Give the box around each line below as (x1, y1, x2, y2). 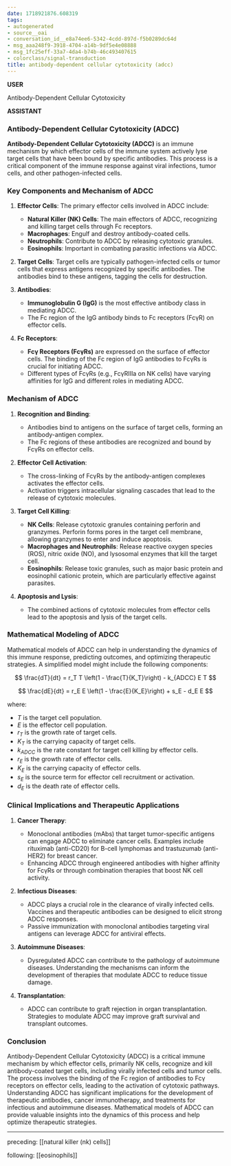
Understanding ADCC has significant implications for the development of (7, 1088, 214, 1096)
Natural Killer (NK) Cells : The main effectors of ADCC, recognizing (27, 215, 218, 224)
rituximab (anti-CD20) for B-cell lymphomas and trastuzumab (27, 844, 201, 852)
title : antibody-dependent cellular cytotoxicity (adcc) (7, 61, 174, 68)
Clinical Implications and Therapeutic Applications (7, 801, 180, 810)
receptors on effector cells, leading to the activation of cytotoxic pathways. (7, 1081, 220, 1090)
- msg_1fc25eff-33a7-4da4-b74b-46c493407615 (7, 49, 137, 56)
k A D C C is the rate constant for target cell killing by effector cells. (16, 746, 198, 756)
